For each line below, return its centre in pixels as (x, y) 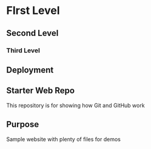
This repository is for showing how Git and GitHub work (75, 105)
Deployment (30, 70)
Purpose (23, 124)
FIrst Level (33, 11)
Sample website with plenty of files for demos (64, 139)
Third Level (23, 50)
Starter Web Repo (40, 91)
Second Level (32, 33)
